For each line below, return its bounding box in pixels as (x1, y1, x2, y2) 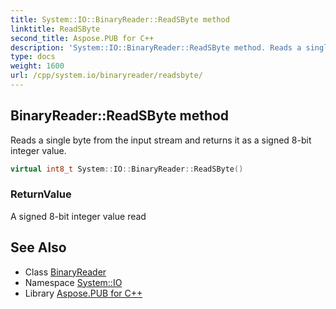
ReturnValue (10, 187, 72, 201)
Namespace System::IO (24, 276, 123, 288)
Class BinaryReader (24, 266, 107, 278)
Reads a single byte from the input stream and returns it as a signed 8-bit (10, 134, 312, 146)
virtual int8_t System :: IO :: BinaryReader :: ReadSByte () (10, 164, 244, 174)
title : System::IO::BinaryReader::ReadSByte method (10, 14, 230, 25)
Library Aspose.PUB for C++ (24, 287, 143, 299)
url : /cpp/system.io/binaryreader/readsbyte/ (10, 71, 203, 81)
